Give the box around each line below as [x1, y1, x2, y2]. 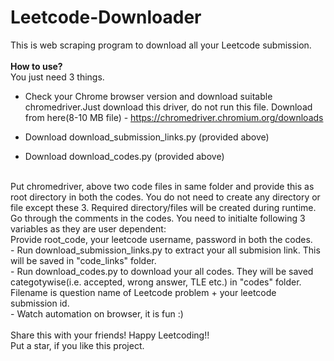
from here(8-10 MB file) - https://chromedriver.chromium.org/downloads [24, 111, 324, 123]
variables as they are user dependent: [10, 222, 167, 235]
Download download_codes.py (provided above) [24, 150, 225, 162]
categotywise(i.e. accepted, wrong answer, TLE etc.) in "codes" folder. [10, 276, 302, 288]
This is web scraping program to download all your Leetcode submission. [10, 39, 312, 51]
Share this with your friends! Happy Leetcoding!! [10, 329, 210, 341]
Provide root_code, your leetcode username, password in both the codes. [10, 233, 313, 245]
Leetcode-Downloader [10, 6, 202, 29]
